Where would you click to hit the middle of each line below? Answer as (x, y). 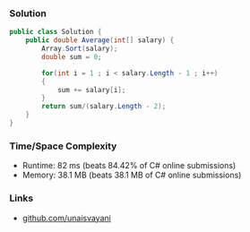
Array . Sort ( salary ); (80, 49)
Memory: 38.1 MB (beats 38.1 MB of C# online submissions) (132, 175)
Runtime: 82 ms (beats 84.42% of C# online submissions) (129, 166)
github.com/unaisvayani (67, 218)
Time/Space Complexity (63, 146)
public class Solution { (56, 32)
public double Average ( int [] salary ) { (100, 40)
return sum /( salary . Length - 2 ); (104, 107)
